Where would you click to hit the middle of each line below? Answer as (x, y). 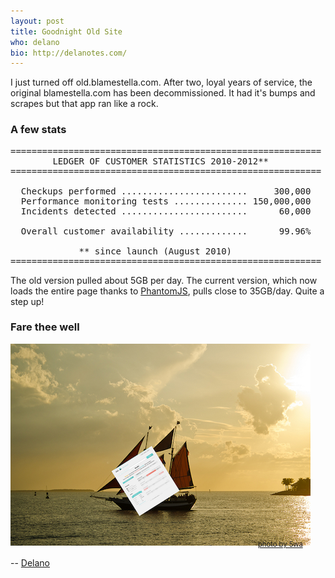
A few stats (38, 130)
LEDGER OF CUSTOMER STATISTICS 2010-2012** (161, 161)
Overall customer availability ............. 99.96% (166, 231)
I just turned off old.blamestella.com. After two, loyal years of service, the (161, 82)
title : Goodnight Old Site (66, 31)
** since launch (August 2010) (155, 251)
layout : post (37, 21)
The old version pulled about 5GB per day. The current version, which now (164, 280)
